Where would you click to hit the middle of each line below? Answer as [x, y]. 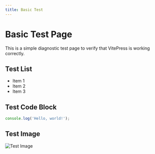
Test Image [23, 134]
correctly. [15, 53]
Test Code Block [31, 107]
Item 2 [19, 86]
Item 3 [19, 91]
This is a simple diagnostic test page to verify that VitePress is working [77, 48]
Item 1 [18, 81]
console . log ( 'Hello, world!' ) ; [38, 119]
